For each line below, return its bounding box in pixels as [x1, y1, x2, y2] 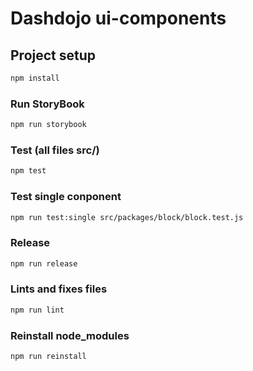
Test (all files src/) [10, 143, 100, 157]
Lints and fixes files [10, 282, 108, 296]
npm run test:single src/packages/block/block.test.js [10, 212, 244, 222]
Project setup [10, 47, 97, 64]
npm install [10, 73, 60, 83]
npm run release [10, 258, 78, 269]
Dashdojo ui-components [10, 7, 227, 30]
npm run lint [10, 305, 65, 315]
